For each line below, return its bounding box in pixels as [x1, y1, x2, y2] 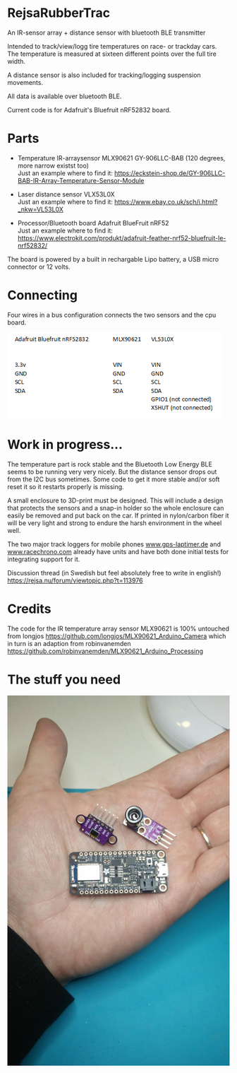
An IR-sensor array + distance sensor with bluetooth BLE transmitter [7, 28, 206, 37]
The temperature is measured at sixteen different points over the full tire [7, 49, 217, 58]
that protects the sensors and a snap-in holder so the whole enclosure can [7, 503, 224, 512]
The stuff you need [7, 672, 121, 687]
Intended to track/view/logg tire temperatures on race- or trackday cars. [7, 42, 217, 50]
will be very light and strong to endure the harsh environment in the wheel [7, 518, 222, 527]
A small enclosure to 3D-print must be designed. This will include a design [7, 496, 224, 505]
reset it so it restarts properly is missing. [7, 482, 125, 491]
